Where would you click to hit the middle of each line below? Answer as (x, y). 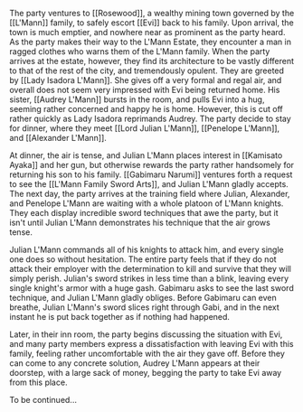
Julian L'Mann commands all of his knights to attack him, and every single (147, 249)
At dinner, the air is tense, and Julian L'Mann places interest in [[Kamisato (146, 155)
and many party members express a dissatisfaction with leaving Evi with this (151, 344)
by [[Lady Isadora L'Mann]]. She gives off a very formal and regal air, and (146, 80)
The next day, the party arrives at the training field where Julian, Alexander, (150, 194)
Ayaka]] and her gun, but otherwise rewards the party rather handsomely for (152, 165)
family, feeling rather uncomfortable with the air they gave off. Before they (147, 353)
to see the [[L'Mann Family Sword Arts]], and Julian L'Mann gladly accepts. (149, 184)
